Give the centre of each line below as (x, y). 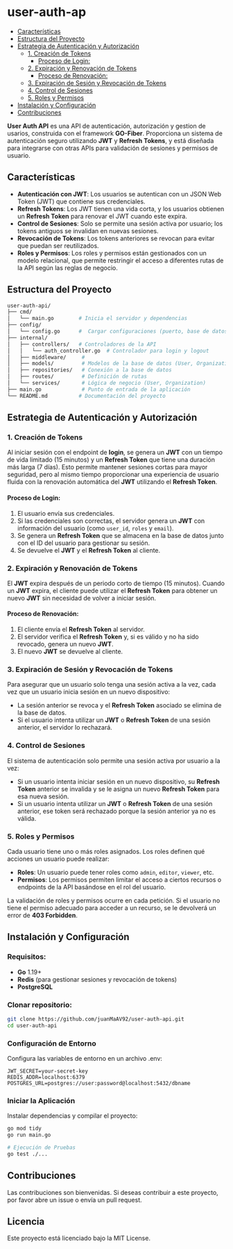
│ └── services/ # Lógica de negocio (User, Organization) (107, 383)
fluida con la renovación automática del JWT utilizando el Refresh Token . (112, 482)
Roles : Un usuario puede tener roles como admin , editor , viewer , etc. (115, 872)
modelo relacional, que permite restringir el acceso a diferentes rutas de (120, 260)
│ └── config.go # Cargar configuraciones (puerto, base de (108, 332)
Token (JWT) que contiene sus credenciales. (81, 201)
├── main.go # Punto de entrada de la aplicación (99, 389)
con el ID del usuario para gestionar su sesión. (84, 543)
